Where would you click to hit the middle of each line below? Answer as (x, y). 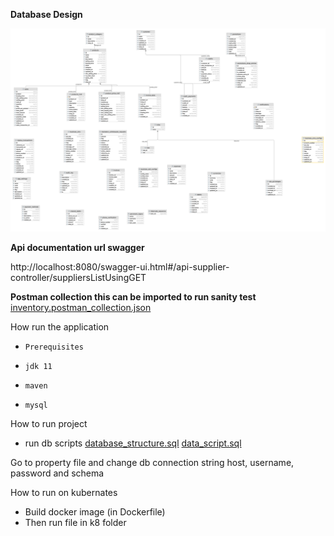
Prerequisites (54, 347)
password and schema (57, 473)
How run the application (60, 326)
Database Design (46, 14)
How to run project (49, 423)
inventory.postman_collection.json (81, 307)
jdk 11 (38, 366)
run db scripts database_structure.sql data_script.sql (133, 443)
